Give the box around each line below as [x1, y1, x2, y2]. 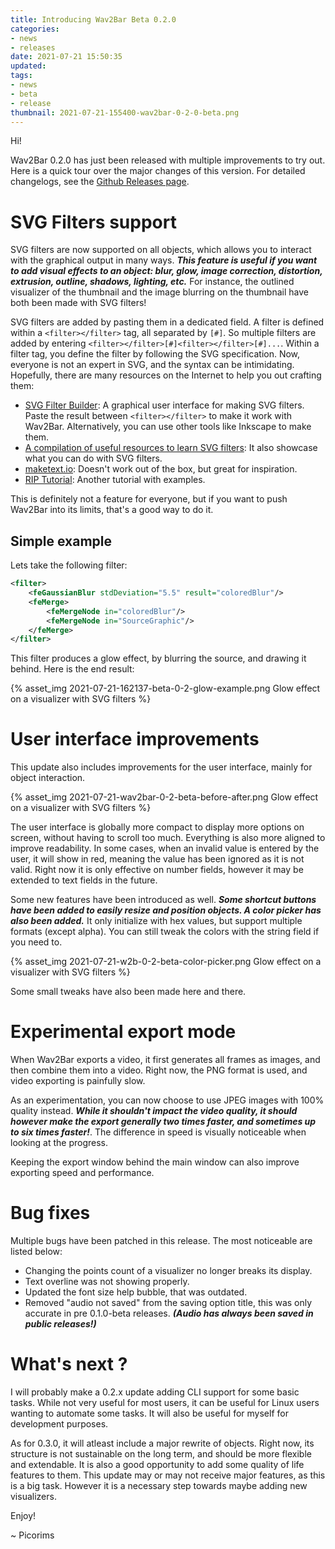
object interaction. [10, 772, 86, 784]
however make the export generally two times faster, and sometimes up [10, 1116, 317, 1128]
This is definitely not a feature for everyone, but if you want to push [10, 493, 288, 505]
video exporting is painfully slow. [10, 1075, 146, 1087]
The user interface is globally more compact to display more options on [10, 821, 305, 833]
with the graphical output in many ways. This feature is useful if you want [10, 254, 318, 266]
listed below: [10, 1246, 63, 1258]
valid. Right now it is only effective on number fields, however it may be [10, 864, 304, 876]
